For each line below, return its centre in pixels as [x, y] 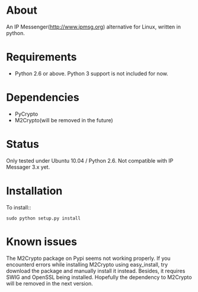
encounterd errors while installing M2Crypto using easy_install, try [87, 264]
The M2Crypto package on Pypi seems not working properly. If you [88, 258]
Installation [34, 191]
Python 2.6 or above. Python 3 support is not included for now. [91, 73]
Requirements [41, 57]
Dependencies [43, 98]
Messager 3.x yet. [28, 167]
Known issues [41, 242]
